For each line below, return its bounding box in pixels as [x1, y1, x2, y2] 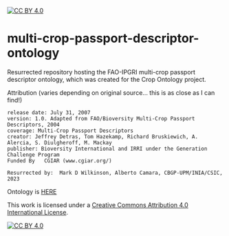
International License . [7, 208, 69, 216]
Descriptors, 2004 [7, 121, 60, 128]
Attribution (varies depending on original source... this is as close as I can [7, 88, 215, 96]
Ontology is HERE [7, 187, 57, 195]
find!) [7, 96, 23, 104]
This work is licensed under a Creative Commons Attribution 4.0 [7, 200, 189, 209]
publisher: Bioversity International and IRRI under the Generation [7, 145, 208, 152]
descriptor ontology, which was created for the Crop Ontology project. [7, 75, 206, 83]
